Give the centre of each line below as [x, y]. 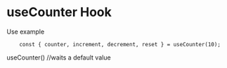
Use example [26, 32]
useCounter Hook [59, 12]
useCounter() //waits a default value [59, 57]
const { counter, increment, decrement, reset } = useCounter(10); [120, 44]
